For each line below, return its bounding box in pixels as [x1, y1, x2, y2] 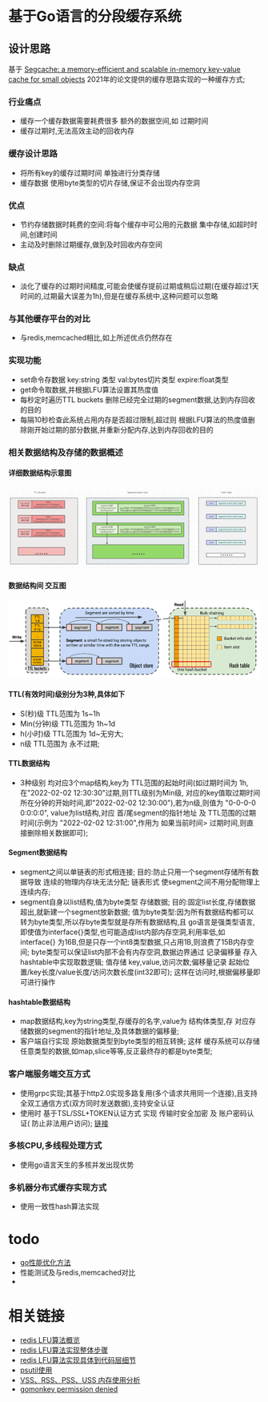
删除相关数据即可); [26, 828, 89, 837]
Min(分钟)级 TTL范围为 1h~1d [19, 719, 116, 728]
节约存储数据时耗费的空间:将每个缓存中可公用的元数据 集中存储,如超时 [19, 220, 250, 229]
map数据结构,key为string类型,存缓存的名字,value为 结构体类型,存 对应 [19, 1017, 250, 1026]
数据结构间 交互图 [8, 580, 66, 590]
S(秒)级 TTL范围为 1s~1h [19, 708, 101, 718]
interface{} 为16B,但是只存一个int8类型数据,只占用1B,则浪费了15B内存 [19, 937, 247, 947]
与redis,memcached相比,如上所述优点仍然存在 [19, 333, 174, 343]
